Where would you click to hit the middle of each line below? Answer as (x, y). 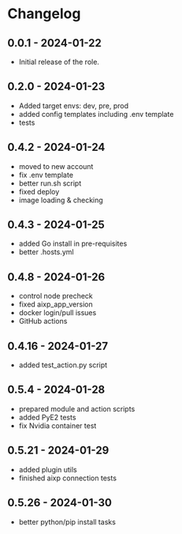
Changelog (44, 14)
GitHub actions (43, 322)
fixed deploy (39, 191)
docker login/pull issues (58, 313)
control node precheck (56, 296)
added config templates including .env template (96, 114)
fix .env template (46, 175)
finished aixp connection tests (68, 478)
